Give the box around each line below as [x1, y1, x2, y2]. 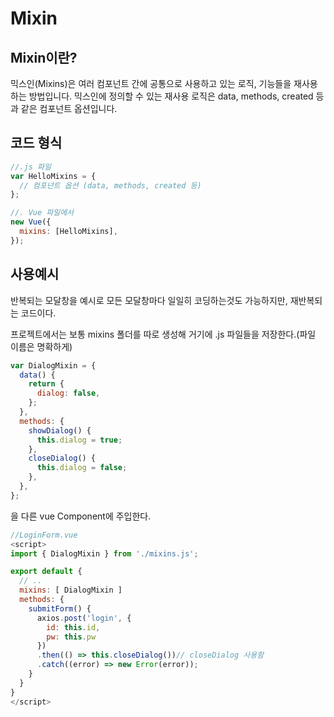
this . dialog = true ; [36, 435, 123, 445]
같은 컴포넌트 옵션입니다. [20, 103, 118, 114]
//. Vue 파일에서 [10, 208, 75, 218]
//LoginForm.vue [10, 530, 78, 540]
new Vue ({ [10, 217, 52, 227]
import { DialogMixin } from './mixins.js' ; [10, 548, 199, 559]
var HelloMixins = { [10, 171, 97, 181]
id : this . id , [46, 622, 101, 632]
